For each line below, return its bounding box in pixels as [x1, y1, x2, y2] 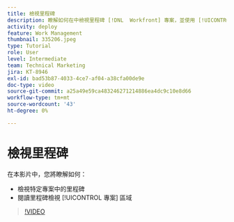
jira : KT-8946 [7, 68, 49, 75]
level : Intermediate [7, 56, 68, 63]
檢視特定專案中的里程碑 [17, 184, 85, 193]
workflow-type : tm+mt [7, 95, 70, 102]
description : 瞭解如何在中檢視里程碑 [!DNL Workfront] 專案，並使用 [7, 17, 196, 24]
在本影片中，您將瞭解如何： [7, 170, 87, 178]
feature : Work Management [7, 29, 82, 37]
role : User [7, 49, 39, 56]
